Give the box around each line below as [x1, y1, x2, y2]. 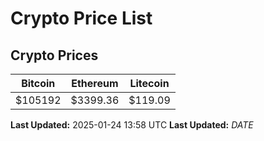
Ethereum [71, 77, 119, 90]
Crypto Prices [10, 47, 99, 64]
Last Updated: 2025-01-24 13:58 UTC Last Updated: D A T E [10, 119, 254, 131]
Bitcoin [21, 77, 56, 90]
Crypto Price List [10, 7, 153, 30]
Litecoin [129, 77, 170, 90]
